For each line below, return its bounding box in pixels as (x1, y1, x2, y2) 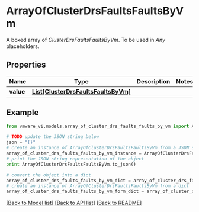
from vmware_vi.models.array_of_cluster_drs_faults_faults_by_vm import (6, 123, 190, 129)
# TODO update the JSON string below (6, 134, 99, 140)
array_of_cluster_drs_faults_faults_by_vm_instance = (6, 150, 142, 156)
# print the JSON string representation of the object (6, 156, 145, 162)
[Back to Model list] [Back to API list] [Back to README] (6, 200, 142, 207)
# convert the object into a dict (6, 172, 92, 178)
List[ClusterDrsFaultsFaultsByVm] (31, 87, 131, 95)
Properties (6, 60, 46, 70)
